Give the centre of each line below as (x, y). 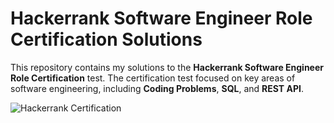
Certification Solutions (106, 39)
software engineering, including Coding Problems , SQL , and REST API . (157, 88)
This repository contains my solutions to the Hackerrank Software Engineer (167, 67)
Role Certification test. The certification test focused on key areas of (153, 78)
